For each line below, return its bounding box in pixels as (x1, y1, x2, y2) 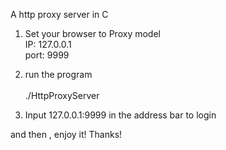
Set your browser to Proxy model (24, 28, 161, 39)
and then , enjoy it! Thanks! (10, 129, 123, 140)
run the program (24, 69, 93, 80)
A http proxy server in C (10, 9, 109, 20)
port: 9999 (24, 49, 70, 61)
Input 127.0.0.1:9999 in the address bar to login (24, 109, 217, 121)
